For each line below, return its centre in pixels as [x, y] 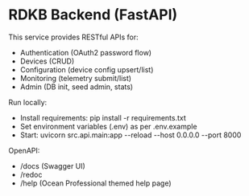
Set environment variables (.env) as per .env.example [108, 126]
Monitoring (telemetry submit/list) [75, 78]
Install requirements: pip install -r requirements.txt [103, 117]
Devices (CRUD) [47, 61]
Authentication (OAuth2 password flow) [85, 52]
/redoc [31, 174]
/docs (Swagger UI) [53, 165]
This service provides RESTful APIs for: [73, 37]
